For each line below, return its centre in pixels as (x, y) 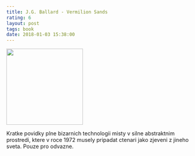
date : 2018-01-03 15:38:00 (41, 35)
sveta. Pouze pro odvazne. (40, 146)
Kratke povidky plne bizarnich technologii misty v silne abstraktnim (91, 133)
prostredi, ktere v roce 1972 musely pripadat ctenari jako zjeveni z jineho (97, 140)
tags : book (20, 29)
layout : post (23, 23)
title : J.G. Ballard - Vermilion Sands (57, 12)
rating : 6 (19, 18)
